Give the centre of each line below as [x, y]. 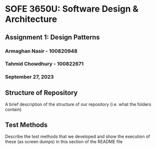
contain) [13, 110]
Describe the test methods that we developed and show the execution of [78, 136]
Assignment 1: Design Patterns [53, 37]
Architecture [31, 19]
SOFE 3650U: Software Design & [72, 9]
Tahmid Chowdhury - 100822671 [44, 64]
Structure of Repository [41, 92]
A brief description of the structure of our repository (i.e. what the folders [78, 104]
